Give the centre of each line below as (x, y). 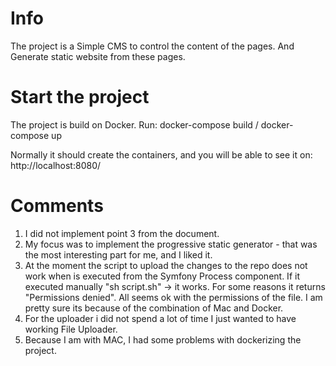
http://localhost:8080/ (56, 165)
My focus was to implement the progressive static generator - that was (171, 244)
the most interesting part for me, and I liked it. (118, 254)
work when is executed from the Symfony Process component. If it (162, 276)
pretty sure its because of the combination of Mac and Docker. (154, 308)
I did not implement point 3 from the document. (122, 233)
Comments (57, 206)
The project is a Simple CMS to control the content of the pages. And (152, 46)
